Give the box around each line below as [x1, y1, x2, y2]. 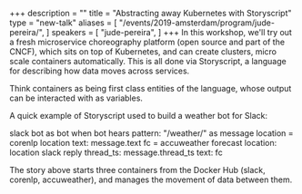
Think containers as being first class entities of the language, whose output [9, 83, 292, 93]
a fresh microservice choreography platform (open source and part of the [9, 36, 285, 47]
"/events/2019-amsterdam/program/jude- [118, 17, 276, 28]
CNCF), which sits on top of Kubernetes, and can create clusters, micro [9, 46, 277, 57]
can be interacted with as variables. [9, 92, 144, 103]
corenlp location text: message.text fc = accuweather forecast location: [9, 138, 277, 148]
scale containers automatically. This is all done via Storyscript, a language [9, 56, 287, 66]
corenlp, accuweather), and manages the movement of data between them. [9, 174, 293, 185]
